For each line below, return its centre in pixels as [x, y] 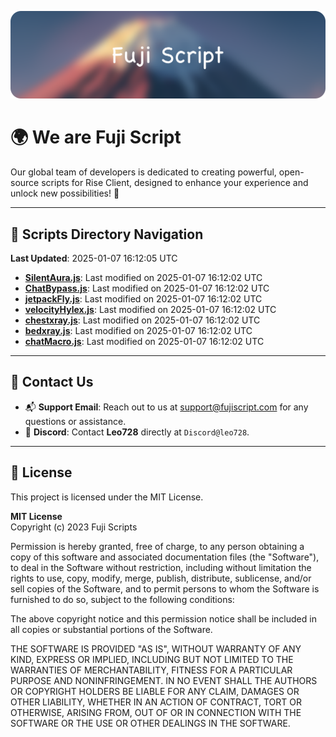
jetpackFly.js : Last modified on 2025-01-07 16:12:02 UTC [143, 299]
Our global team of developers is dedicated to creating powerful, [143, 172]
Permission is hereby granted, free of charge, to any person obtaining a [157, 546]
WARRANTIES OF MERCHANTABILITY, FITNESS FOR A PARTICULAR [151, 670]
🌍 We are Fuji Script [96, 137]
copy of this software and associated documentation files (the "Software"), [165, 557]
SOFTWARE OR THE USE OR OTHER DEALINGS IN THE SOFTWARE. [150, 723]
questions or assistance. [75, 421]
